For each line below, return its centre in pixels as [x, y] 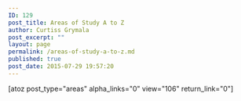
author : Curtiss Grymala [49, 30]
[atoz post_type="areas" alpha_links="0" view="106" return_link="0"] [121, 88]
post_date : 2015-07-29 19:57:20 [61, 67]
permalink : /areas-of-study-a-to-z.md [71, 52]
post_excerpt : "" [37, 37]
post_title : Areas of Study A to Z [66, 23]
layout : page [29, 45]
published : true [35, 60]
